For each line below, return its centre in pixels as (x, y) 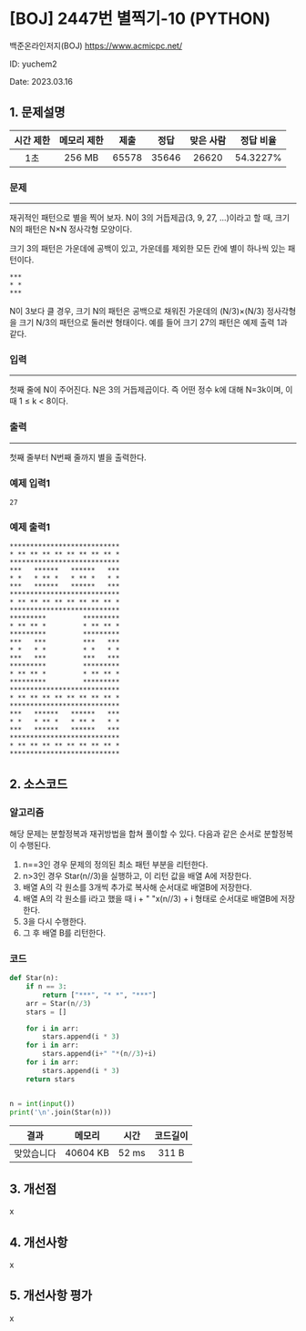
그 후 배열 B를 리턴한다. (64, 932)
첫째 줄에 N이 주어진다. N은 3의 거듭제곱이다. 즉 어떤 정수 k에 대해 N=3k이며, (147, 390)
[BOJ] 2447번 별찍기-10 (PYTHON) (140, 19)
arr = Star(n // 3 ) (59, 1003)
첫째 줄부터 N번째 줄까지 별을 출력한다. (78, 457)
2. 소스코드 (39, 784)
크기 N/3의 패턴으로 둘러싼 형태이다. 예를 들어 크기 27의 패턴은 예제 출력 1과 (153, 323)
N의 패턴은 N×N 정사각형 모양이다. (71, 230)
